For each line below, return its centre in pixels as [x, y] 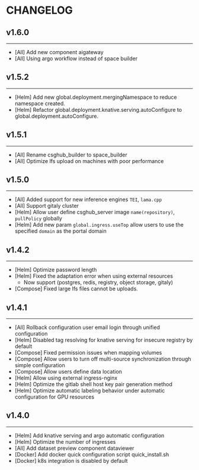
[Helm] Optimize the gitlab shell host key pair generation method [94, 384]
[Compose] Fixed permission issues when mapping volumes [88, 353]
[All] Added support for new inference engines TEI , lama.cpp [88, 199]
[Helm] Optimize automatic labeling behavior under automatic [90, 391]
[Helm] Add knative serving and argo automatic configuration [89, 435]
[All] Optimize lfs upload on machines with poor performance [89, 161]
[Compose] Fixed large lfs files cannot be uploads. [76, 289]
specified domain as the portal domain [60, 231]
